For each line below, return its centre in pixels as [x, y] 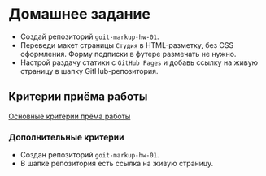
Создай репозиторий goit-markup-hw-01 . [90, 36]
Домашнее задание [79, 14]
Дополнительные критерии [66, 137]
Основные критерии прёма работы [70, 116]
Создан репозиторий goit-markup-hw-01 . [90, 155]
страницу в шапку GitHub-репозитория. [89, 71]
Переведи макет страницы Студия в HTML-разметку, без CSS [127, 45]
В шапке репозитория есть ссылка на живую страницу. [117, 164]
